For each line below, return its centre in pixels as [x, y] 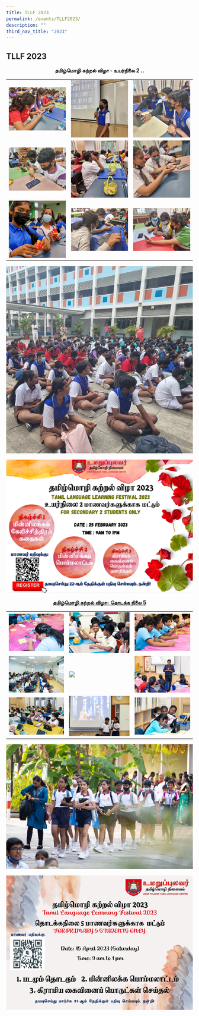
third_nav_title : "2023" [37, 32]
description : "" [26, 25]
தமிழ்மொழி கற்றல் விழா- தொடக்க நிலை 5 [99, 603]
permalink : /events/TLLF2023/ [44, 19]
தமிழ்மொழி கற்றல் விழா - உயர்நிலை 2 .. [99, 71]
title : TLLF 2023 [28, 12]
